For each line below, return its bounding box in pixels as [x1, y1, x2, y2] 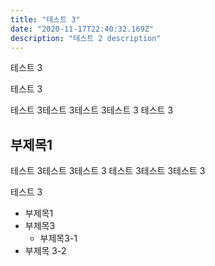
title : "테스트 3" [10, 14, 81, 25]
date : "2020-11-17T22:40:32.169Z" [10, 24, 155, 34]
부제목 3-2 [24, 245, 67, 257]
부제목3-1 [39, 232, 78, 245]
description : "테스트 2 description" [10, 33, 162, 43]
